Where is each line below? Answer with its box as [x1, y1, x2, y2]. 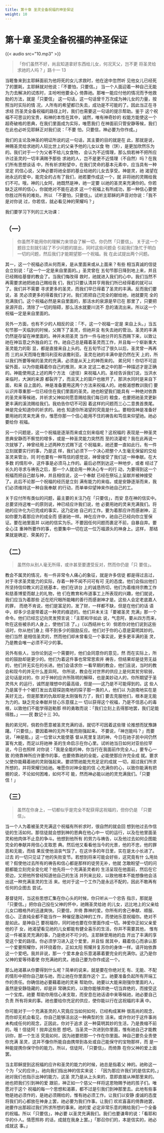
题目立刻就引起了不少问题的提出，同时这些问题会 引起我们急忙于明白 [17, 245, 156, 251]
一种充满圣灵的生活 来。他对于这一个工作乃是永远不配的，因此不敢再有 [13, 878, 157, 884]
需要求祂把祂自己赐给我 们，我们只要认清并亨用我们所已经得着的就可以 [9, 280, 153, 286]
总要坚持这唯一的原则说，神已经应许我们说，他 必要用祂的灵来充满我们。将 [5, 501, 157, 507]
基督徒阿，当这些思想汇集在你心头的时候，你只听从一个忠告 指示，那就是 [5, 895, 153, 901]
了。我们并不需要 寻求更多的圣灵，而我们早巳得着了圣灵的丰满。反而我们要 [5, 286, 157, 292]
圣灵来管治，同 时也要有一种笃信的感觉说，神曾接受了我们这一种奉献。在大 [5, 454, 157, 460]
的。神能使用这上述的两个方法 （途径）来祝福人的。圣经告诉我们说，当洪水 [5, 370, 157, 376]
